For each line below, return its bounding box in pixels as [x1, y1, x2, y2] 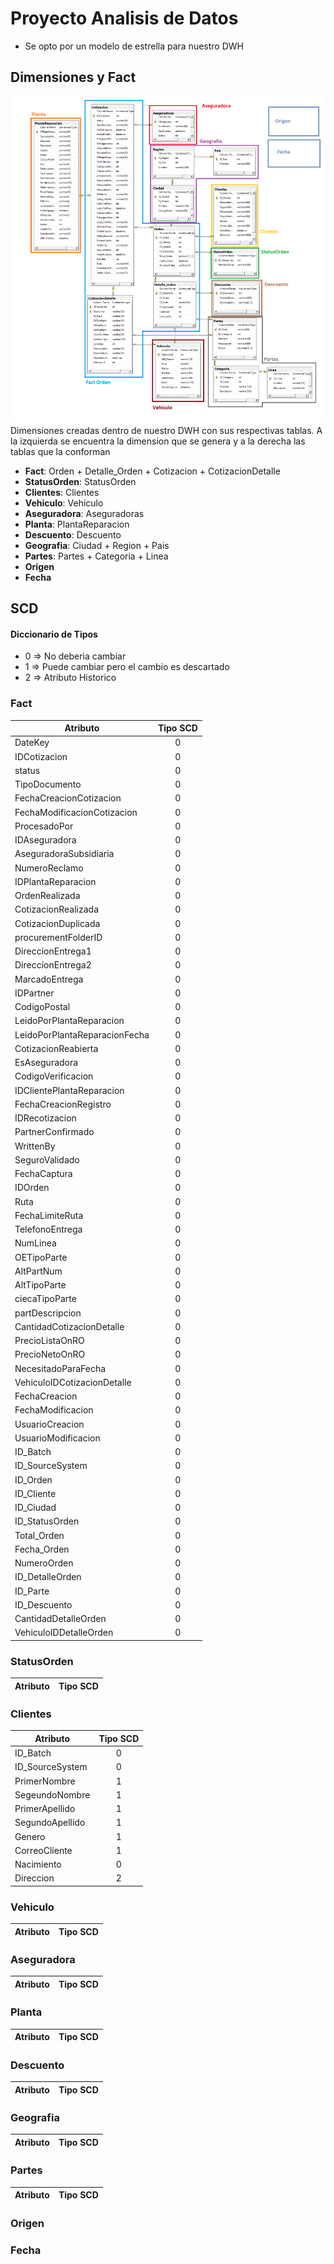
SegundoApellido [14, 1817, 86, 1829]
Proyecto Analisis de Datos [10, 7, 239, 30]
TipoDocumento [14, 778, 82, 791]
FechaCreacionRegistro [14, 1098, 112, 1110]
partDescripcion [14, 1307, 82, 1319]
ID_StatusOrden [14, 1515, 80, 1527]
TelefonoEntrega [14, 1223, 83, 1236]
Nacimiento [14, 1858, 62, 1871]
